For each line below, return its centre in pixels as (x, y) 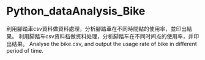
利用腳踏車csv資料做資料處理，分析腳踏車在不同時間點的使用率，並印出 (97, 28)
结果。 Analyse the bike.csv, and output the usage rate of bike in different (104, 44)
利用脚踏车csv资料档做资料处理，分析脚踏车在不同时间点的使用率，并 (106, 36)
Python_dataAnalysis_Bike (76, 11)
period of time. (25, 50)
